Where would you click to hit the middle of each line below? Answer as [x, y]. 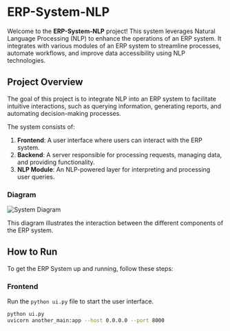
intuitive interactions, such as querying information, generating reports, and [114, 106]
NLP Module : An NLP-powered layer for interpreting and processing [114, 169]
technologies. [27, 60]
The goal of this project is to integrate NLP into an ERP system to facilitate [112, 99]
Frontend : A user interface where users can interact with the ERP [110, 140]
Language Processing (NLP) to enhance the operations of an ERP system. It [114, 38]
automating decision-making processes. [64, 113]
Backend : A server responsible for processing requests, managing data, [119, 154]
